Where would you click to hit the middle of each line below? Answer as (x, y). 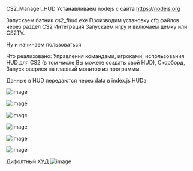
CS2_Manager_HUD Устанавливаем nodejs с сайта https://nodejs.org (94, 9)
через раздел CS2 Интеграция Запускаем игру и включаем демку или (97, 27)
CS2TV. (16, 33)
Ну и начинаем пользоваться (44, 45)
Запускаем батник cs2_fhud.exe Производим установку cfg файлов (93, 20)
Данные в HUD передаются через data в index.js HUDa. (77, 80)
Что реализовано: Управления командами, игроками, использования (95, 56)
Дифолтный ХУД (28, 161)
